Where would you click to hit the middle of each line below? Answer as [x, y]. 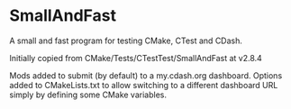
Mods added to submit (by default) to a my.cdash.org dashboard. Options [146, 75]
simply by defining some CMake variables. [88, 95]
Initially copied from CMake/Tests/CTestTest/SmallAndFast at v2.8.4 [136, 58]
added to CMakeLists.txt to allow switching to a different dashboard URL [144, 85]
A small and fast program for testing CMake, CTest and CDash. [126, 41]
